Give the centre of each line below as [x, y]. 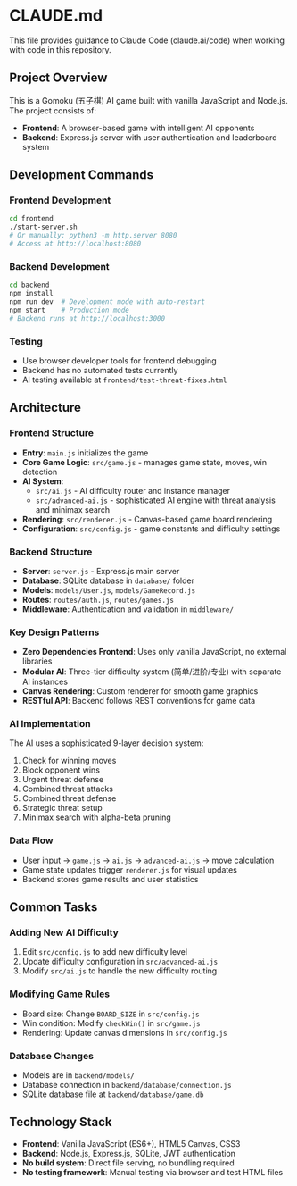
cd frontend [31, 219]
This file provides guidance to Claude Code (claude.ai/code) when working [147, 40]
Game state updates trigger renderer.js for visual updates [130, 869]
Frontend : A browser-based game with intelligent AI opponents [138, 128]
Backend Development [59, 266]
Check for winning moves [69, 761]
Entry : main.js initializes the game [85, 453]
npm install [31, 294]
